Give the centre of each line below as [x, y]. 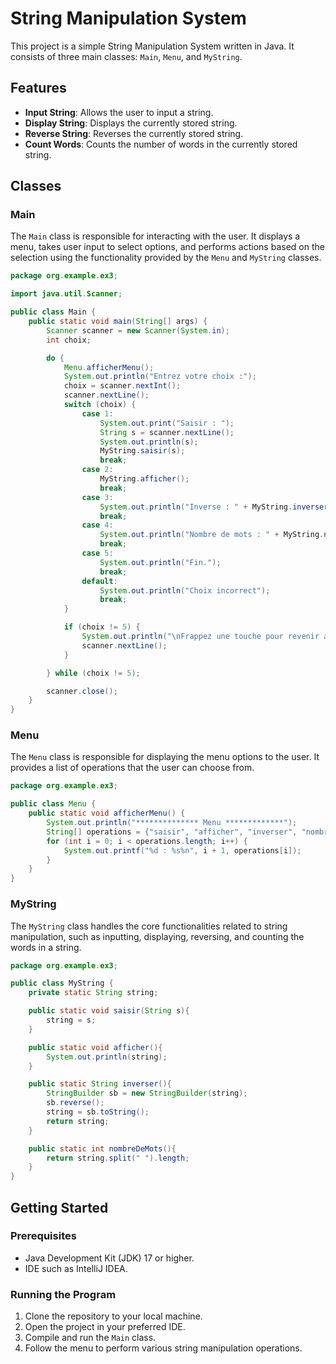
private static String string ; [93, 993]
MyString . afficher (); [144, 479]
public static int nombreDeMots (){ [102, 1148]
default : [99, 581]
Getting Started [59, 1207]
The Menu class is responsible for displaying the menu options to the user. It [165, 757]
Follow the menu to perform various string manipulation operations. [163, 1348]
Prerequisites [43, 1236]
